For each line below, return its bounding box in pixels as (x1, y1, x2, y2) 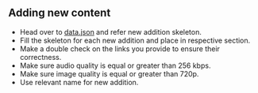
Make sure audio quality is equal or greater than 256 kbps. (19, 61, 211, 70)
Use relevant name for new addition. (19, 77, 139, 87)
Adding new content (8, 6, 111, 20)
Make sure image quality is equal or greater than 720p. (19, 69, 199, 78)
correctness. (19, 52, 62, 61)
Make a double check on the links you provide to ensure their (19, 43, 221, 54)
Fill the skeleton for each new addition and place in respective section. (19, 35, 251, 45)
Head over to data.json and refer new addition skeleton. (19, 27, 202, 36)
